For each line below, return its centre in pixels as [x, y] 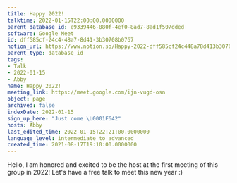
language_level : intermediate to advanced [71, 138]
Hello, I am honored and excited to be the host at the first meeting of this [113, 165]
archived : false [31, 106]
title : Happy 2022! [36, 14]
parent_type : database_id [45, 53]
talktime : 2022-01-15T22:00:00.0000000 [66, 20]
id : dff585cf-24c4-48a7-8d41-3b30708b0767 [71, 40]
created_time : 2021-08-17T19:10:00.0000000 [72, 145]
